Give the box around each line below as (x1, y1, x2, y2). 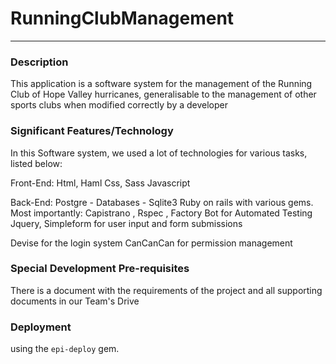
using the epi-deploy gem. (10, 343, 120, 355)
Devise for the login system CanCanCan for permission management (10, 237, 293, 249)
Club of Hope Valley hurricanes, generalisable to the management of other (10, 88, 317, 101)
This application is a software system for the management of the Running (10, 78, 313, 90)
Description (10, 55, 69, 69)
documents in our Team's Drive (10, 295, 140, 307)
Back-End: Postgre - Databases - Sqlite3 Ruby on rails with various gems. (10, 196, 314, 208)
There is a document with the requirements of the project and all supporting (10, 284, 323, 296)
